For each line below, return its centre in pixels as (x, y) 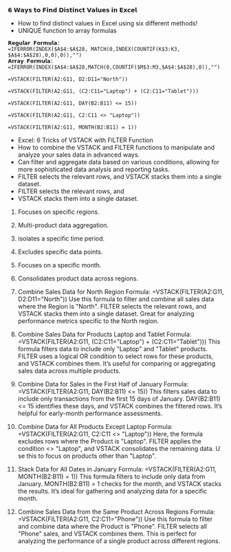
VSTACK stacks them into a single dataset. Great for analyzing (106, 313)
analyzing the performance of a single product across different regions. (119, 541)
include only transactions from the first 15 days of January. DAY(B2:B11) (119, 399)
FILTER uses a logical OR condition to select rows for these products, (115, 356)
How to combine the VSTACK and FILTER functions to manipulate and (116, 147)
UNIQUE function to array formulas (67, 31)
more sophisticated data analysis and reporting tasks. (94, 169)
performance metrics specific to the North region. (88, 321)
